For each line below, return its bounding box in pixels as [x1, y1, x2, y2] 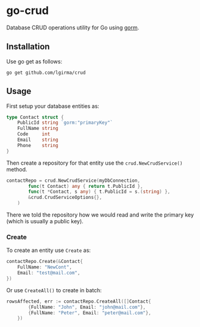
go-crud [6, 4, 49, 18]
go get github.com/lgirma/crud [6, 70, 86, 76]
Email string [17, 137, 59, 143]
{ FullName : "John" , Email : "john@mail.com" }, [28, 304, 146, 310]
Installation [6, 41, 50, 52]
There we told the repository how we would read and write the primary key [6, 211, 194, 218]
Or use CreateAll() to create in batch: [6, 286, 102, 293]
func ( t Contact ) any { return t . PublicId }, [28, 183, 143, 189]
